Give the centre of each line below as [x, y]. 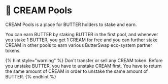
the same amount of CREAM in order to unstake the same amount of [77, 71]
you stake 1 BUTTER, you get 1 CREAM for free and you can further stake [81, 40]
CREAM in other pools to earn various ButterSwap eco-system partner [79, 45]
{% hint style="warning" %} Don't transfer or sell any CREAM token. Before [84, 60]
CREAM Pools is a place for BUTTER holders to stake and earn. [71, 24]
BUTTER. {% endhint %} [31, 76]
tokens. [13, 50]
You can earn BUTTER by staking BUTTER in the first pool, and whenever [82, 34]
